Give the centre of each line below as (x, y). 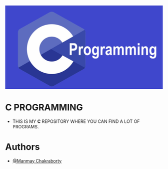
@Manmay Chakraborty (37, 160)
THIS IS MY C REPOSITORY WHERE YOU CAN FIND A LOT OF (76, 121)
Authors (22, 147)
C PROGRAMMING (44, 107)
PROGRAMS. (25, 126)
